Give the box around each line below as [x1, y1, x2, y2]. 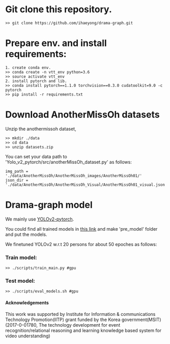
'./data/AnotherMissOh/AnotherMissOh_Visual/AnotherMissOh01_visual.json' [5, 182, 167, 187]
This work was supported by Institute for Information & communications [5, 311, 156, 317]
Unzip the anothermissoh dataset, [5, 126, 76, 132]
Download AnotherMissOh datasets [5, 109, 160, 120]
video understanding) [5, 333, 50, 339]
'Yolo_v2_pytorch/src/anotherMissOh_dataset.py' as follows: [5, 159, 132, 165]
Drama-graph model [5, 199, 93, 210]
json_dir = [5, 178, 29, 183]
